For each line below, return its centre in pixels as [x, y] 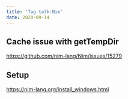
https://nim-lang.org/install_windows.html [58, 89]
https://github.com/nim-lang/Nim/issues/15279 [64, 56]
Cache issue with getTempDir [62, 42]
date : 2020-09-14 [28, 17]
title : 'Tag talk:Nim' [35, 12]
